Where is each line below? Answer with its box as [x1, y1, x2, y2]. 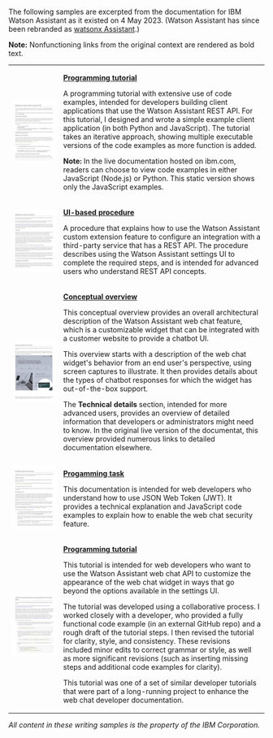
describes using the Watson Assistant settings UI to [63, 250, 236, 258]
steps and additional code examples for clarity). [63, 662, 222, 671]
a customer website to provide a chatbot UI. [63, 333, 210, 344]
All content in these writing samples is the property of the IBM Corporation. [8, 720, 260, 730]
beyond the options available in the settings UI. [63, 585, 219, 596]
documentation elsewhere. [63, 443, 153, 453]
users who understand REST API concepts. [63, 267, 207, 276]
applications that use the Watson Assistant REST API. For [63, 106, 253, 115]
